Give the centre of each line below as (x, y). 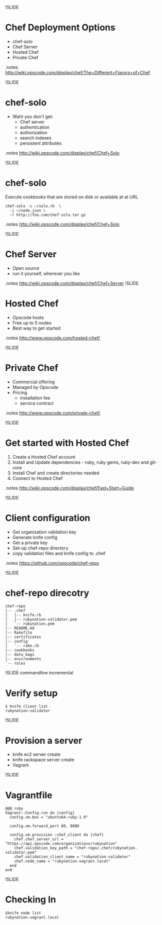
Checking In (31, 900)
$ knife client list (27, 706)
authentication (35, 127)
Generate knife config (35, 537)
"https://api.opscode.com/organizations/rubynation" (61, 844)
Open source (26, 268)
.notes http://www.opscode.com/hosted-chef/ (53, 338)
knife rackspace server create (43, 760)
